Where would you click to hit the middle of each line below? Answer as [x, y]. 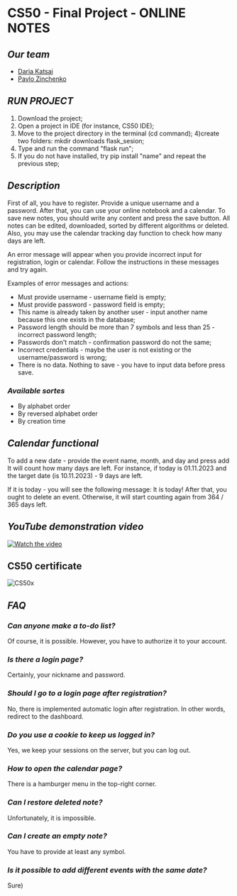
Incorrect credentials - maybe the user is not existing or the [104, 350]
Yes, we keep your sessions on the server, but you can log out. [99, 750]
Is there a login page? [45, 659]
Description [34, 186]
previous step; [39, 163]
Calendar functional [53, 444]
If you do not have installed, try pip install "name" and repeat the [112, 156]
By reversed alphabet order [57, 414]
